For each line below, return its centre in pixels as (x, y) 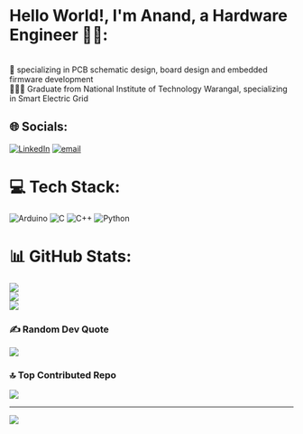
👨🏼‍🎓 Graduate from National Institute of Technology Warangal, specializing (149, 89)
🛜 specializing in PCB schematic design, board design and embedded (138, 70)
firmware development (51, 79)
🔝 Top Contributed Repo (63, 374)
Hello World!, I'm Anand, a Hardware (149, 16)
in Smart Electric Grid (49, 98)
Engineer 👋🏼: (59, 35)
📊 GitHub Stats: (71, 256)
